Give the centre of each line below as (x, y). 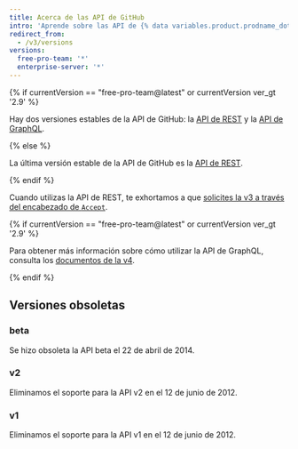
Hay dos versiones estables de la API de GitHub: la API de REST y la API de (146, 119)
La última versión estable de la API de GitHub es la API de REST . (126, 163)
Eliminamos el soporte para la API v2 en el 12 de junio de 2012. (123, 392)
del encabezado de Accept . (59, 206)
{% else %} (30, 145)
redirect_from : (37, 34)
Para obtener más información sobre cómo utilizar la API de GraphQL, (137, 251)
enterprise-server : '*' (61, 68)
